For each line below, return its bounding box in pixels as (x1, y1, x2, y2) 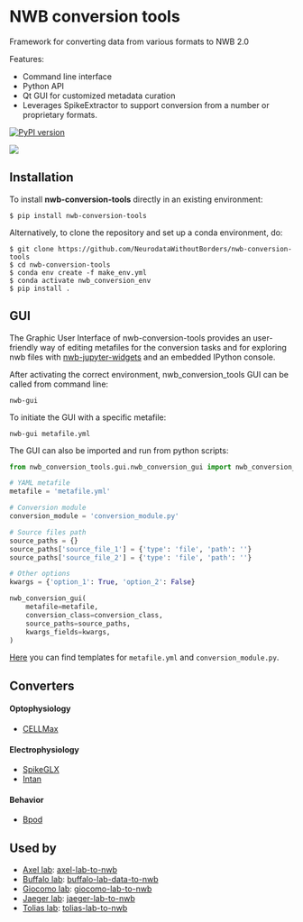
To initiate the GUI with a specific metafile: (9, 412, 167, 423)
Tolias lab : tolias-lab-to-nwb (22, 903, 128, 914)
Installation (9, 169, 74, 186)
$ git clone (9, 244, 54, 253)
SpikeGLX (22, 764, 60, 775)
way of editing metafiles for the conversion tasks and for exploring (40, 342, 287, 352)
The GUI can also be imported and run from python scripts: (9, 444, 229, 456)
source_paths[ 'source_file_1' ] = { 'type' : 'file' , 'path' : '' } (9, 544, 252, 553)
